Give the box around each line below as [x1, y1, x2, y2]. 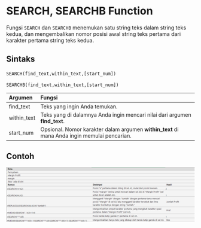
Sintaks [6, 54, 35, 64]
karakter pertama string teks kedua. [6, 37, 95, 44]
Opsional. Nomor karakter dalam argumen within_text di [40, 126, 179, 133]
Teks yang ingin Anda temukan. [40, 103, 118, 110]
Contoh [6, 151, 35, 161]
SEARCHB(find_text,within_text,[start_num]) [6, 82, 119, 88]
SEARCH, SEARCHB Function [6, 4, 154, 18]
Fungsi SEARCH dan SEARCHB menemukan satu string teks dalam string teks [6, 24, 187, 31]
